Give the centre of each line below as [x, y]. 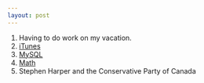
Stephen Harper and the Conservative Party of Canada [107, 70]
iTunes [29, 46]
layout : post [29, 15]
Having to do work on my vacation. [75, 38]
